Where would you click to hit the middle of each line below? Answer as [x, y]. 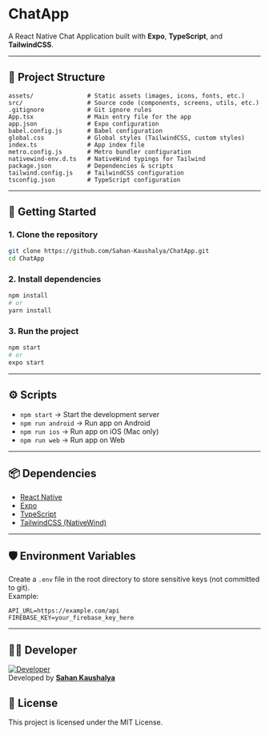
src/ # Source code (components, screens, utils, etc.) [134, 102]
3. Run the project [44, 331]
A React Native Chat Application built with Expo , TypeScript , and [115, 36]
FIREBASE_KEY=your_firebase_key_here [71, 618]
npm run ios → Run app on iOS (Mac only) [89, 431]
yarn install [30, 311]
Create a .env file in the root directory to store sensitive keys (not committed [134, 579]
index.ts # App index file [77, 145]
